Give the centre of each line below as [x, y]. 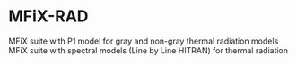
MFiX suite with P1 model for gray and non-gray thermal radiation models [144, 41]
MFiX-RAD [48, 16]
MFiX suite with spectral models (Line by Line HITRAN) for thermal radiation [148, 50]
